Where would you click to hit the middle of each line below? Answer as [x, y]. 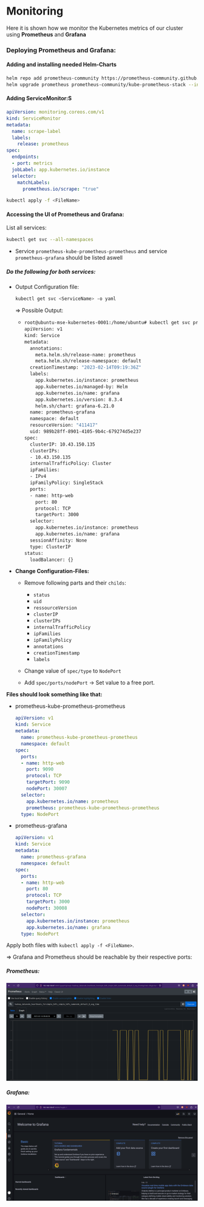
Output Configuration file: [47, 287]
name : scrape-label [36, 131]
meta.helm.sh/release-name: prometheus [86, 355]
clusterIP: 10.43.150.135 [62, 444]
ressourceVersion [55, 608]
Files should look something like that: [54, 695]
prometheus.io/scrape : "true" [60, 189]
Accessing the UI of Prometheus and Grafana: [65, 214]
